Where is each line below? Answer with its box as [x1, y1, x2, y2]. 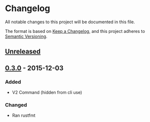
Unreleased [5, 47, 41, 56]
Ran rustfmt [12, 112, 36, 119]
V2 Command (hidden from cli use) [12, 90, 82, 95]
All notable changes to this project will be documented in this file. [5, 19, 135, 25]
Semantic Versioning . [5, 33, 47, 39]
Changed [5, 101, 28, 108]
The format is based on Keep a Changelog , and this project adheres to [5, 28, 145, 34]
